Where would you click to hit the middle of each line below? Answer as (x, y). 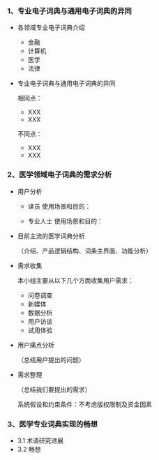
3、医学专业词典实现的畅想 (52, 424)
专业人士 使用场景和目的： (65, 221)
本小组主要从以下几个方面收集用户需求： (75, 280)
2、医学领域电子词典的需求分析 (60, 175)
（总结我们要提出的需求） (54, 389)
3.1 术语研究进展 (40, 440)
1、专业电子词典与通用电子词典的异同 (70, 10)
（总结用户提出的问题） (51, 359)
